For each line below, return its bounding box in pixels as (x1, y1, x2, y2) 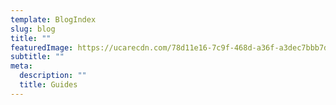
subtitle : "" (10, 52, 65, 62)
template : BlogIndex (10, 14, 97, 25)
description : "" (19, 71, 87, 81)
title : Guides (19, 80, 78, 90)
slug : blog (10, 24, 56, 34)
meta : (10, 61, 33, 71)
